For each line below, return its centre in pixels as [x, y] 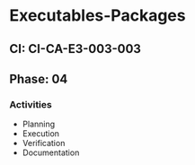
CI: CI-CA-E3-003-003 [75, 49]
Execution [41, 134]
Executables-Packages [97, 16]
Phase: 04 [39, 78]
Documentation [51, 152]
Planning [39, 124]
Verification [44, 143]
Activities [31, 104]
